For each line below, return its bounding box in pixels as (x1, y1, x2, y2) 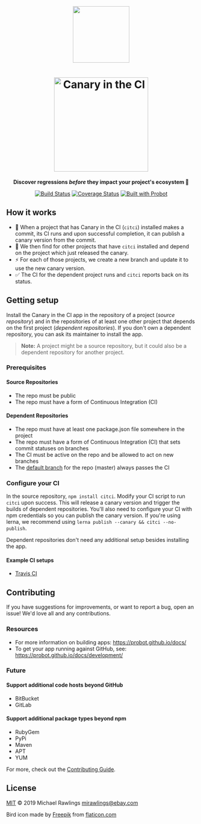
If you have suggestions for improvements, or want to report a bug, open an (6, 603, 194, 611)
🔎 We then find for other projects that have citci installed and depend (14, 242, 190, 250)
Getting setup (6, 295, 59, 306)
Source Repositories (6, 379, 58, 386)
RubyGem (14, 728, 40, 735)
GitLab (14, 701, 32, 708)
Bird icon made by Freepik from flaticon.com (6, 811, 117, 818)
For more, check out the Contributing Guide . (6, 766, 116, 773)
